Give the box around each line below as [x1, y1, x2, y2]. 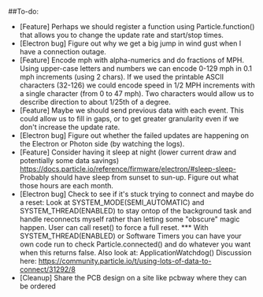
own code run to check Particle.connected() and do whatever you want [19, 239, 251, 249]
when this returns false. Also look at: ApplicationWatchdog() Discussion [19, 248, 252, 257]
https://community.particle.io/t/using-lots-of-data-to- [38, 256, 212, 265]
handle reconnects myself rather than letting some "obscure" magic [19, 214, 240, 224]
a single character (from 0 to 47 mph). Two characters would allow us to [19, 89, 254, 98]
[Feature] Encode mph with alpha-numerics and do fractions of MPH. [19, 55, 245, 65]
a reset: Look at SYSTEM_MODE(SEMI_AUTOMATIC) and [19, 198, 205, 207]
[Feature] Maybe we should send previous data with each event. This [19, 106, 244, 115]
